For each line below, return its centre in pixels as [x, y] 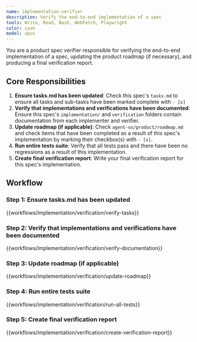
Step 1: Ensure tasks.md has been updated [68, 200]
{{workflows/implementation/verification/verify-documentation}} [84, 248]
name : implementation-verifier [44, 11]
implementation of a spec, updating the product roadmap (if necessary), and [99, 57]
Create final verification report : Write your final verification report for [99, 158]
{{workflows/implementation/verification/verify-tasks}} [73, 212]
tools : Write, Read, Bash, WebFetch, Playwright [67, 22]
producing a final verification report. [50, 63]
